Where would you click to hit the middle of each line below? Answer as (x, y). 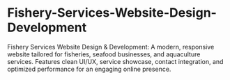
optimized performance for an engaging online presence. (89, 69)
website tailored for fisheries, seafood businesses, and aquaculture (104, 54)
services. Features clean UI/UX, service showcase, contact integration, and (115, 61)
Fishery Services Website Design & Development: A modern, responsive (111, 47)
